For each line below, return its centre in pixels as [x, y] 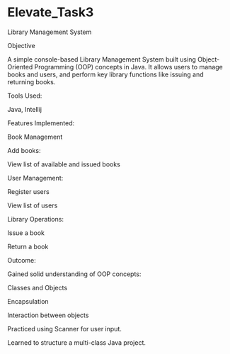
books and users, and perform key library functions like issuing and [105, 74]
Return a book [28, 246]
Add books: [24, 150]
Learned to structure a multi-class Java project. [77, 342]
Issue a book [26, 233]
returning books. [31, 81]
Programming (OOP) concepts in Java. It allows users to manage [128, 67]
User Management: [35, 178]
